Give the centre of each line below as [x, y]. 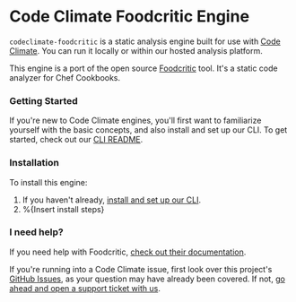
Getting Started [44, 100]
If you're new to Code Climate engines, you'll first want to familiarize [135, 121]
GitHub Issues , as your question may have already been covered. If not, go [147, 279]
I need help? [37, 232]
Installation [35, 163]
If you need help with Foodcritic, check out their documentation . [128, 252]
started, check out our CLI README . [76, 140]
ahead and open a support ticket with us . [85, 288]
